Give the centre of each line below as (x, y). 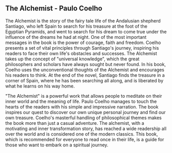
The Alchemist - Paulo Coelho (54, 8)
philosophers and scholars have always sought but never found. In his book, (86, 64)
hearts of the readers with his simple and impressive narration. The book (82, 106)
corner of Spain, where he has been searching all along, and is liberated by (84, 80)
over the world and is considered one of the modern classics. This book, (82, 134)
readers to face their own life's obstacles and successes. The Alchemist (81, 53)
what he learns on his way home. (40, 86)
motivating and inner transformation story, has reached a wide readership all (86, 128)
